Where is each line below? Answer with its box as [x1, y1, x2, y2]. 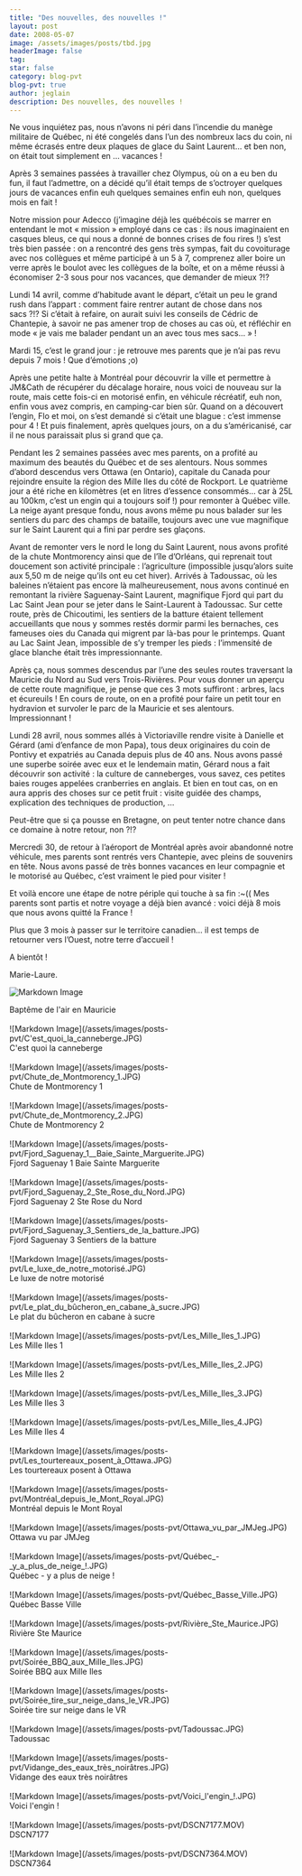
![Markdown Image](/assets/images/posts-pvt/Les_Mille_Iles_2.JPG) [9, 1360, 263, 1370]
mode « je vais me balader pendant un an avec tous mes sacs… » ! [9, 328, 257, 339]
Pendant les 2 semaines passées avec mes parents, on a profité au [9, 448, 259, 459]
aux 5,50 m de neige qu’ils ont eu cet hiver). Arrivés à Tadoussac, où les [9, 571, 278, 581]
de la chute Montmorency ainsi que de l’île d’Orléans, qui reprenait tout [9, 552, 272, 562]
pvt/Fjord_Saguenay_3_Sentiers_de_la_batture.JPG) [9, 1225, 200, 1236]
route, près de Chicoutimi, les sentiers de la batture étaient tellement [9, 608, 264, 619]
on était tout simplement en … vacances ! [9, 151, 163, 162]
